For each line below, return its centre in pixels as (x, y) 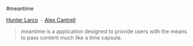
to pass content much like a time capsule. (71, 37)
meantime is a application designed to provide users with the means (104, 31)
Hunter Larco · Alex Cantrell (41, 20)
